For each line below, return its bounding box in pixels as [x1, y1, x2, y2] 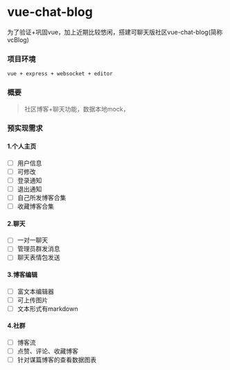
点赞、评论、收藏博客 [17, 347, 78, 355]
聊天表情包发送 [17, 253, 60, 261]
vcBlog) [7, 35, 30, 44]
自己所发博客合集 [17, 193, 67, 201]
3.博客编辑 [7, 270, 38, 279]
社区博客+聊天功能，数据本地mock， [24, 104, 130, 113]
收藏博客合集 [17, 202, 54, 210]
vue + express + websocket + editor [7, 71, 113, 77]
